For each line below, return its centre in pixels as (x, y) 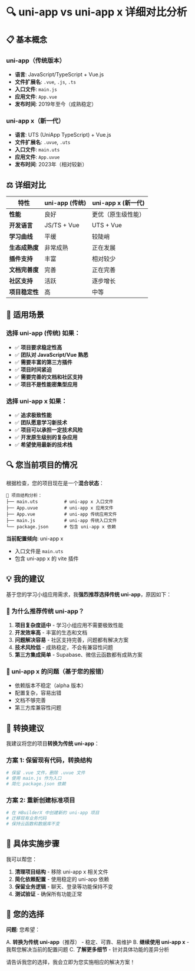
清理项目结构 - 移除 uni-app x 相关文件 (61, 872)
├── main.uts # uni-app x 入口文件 (60, 501)
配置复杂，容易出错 (38, 693)
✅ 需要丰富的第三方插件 (43, 362)
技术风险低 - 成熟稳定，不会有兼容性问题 (64, 647)
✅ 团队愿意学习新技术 (41, 422)
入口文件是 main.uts (39, 551)
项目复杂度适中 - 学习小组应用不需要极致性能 (69, 625)
